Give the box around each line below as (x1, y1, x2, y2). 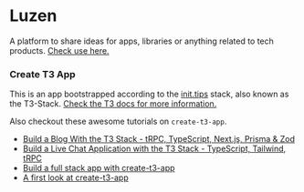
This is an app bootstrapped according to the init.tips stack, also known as (9, 88, 289, 100)
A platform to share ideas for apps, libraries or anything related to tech (9, 35, 274, 46)
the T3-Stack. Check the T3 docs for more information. (9, 98, 217, 109)
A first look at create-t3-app (22, 172, 130, 183)
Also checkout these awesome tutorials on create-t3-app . (9, 116, 227, 127)
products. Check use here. (9, 45, 110, 56)
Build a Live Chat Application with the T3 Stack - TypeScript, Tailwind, (22, 143, 287, 155)
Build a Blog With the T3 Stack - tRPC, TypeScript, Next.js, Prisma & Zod (22, 134, 295, 145)
